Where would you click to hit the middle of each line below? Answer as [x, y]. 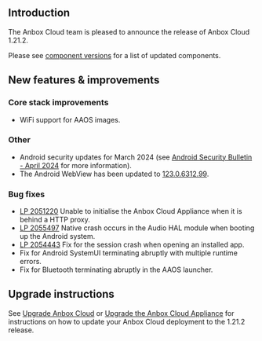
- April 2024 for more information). [75, 165]
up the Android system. [57, 236]
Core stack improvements [58, 103]
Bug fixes [27, 194]
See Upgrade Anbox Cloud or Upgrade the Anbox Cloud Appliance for [121, 313]
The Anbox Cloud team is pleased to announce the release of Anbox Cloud [129, 31]
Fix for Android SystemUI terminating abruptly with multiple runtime [128, 253]
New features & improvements [84, 81]
